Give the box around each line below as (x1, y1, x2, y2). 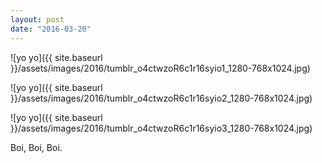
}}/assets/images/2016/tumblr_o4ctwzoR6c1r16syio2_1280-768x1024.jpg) (10, 92, 313, 104)
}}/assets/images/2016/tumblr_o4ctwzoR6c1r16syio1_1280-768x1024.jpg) (10, 62, 311, 74)
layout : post (10, 14, 65, 25)
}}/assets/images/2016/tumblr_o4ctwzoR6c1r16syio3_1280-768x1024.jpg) (10, 122, 313, 134)
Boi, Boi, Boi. (10, 141, 63, 153)
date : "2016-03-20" (10, 24, 92, 34)
